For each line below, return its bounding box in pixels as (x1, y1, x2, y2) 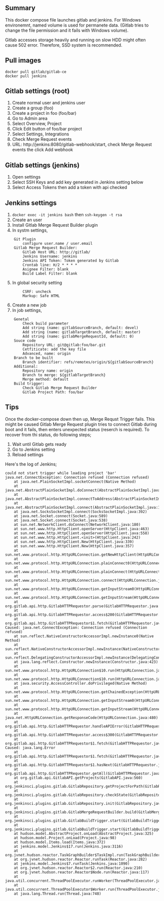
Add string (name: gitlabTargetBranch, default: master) (22, 330, 141, 335)
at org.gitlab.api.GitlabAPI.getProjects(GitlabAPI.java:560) (14, 775, 143, 780)
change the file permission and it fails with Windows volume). (5, 27, 128, 33)
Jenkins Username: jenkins (22, 254, 78, 259)
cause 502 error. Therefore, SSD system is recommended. (5, 42, 123, 48)
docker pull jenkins (5, 74, 47, 78)
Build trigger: (14, 381, 45, 386)
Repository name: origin (22, 368, 73, 373)
